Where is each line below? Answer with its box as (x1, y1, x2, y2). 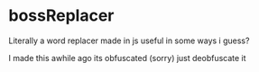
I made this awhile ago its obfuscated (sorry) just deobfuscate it (8, 52, 246, 63)
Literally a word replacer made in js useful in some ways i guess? (8, 35, 250, 46)
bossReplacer (8, 5, 115, 26)
